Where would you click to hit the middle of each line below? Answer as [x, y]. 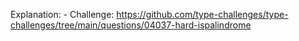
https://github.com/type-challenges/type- [202, 14]
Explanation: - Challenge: [62, 14]
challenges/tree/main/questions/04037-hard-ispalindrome [131, 25]
